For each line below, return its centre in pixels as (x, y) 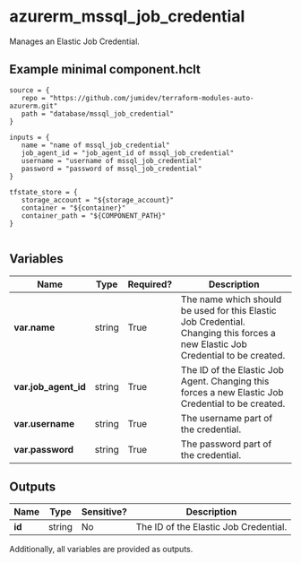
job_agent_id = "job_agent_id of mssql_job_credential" (128, 153)
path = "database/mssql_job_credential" (98, 114)
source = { (30, 90)
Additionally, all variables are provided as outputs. (101, 550)
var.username (44, 423)
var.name (34, 327)
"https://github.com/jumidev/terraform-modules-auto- (151, 98)
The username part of (227, 418)
